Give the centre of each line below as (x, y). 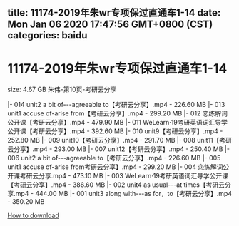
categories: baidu (47, 35)
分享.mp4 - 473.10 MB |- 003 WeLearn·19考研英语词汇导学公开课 (133, 176)
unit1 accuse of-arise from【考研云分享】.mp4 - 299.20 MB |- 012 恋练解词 (118, 113)
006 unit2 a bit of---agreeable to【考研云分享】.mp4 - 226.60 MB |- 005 (114, 158)
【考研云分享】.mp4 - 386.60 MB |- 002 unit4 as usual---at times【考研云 (116, 185)
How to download (33, 215)
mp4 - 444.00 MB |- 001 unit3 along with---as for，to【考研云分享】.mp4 (124, 194)
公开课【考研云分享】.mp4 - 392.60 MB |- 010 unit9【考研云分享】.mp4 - (115, 131)
